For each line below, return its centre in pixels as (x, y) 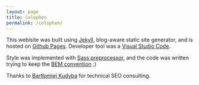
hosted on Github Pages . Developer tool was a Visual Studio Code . (88, 46)
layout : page (22, 12)
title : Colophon (26, 17)
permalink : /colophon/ (34, 23)
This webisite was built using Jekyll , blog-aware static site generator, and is (99, 40)
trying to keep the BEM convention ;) (52, 64)
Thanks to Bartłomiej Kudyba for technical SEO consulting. (79, 76)
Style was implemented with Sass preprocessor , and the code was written (98, 58)
